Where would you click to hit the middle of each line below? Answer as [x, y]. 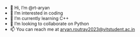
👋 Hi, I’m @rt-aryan [30, 8]
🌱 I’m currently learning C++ [39, 18]
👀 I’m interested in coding [37, 13]
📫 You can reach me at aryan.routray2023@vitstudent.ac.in [72, 29]
